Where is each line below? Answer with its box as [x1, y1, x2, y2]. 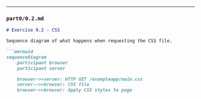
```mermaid [6, 49, 33, 55]
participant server [17, 65, 66, 72]
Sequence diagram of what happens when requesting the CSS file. [6, 38, 172, 44]
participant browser [17, 60, 68, 66]
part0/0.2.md [6, 15, 44, 21]
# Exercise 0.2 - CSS [6, 27, 60, 33]
